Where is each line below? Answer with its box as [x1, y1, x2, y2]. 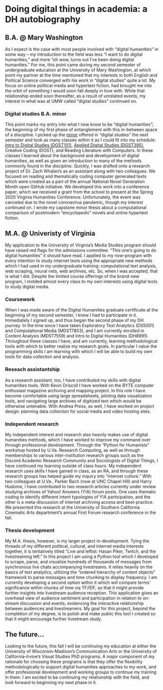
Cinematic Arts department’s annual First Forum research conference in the [5, 510, 156, 515]
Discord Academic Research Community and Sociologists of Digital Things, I [5, 458, 158, 463]
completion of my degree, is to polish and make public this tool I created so [5, 611, 156, 617]
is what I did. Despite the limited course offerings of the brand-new [5, 273, 140, 279]
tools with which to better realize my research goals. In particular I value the [5, 343, 157, 349]
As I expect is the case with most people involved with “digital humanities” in [5, 46, 159, 52]
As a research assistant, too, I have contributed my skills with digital [5, 377, 141, 383]
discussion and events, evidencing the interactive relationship [20, 601, 144, 606]
